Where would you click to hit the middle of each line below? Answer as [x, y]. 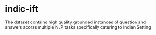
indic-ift [21, 9]
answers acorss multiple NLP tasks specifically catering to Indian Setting [78, 27]
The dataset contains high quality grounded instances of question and [76, 22]
